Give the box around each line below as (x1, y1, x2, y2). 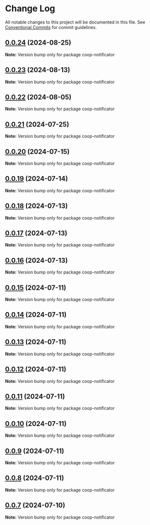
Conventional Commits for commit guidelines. (5, 24, 97, 30)
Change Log (5, 3, 55, 14)
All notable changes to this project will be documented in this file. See (5, 19, 146, 25)
